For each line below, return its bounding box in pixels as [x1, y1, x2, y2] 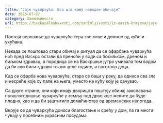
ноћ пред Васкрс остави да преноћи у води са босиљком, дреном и [5, 54, 147, 60]
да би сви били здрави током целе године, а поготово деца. [5, 64, 130, 70]
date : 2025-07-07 [5, 12, 40, 16]
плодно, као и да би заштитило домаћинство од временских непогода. [5, 98, 153, 104]
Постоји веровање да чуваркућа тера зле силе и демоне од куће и [5, 34, 145, 40]
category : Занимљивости [5, 16, 53, 21]
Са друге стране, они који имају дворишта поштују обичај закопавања [5, 88, 152, 93]
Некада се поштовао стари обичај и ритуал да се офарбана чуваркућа [5, 48, 152, 54]
